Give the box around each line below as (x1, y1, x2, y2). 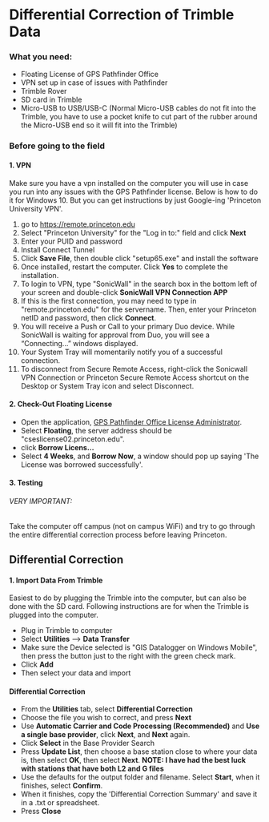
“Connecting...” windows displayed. (20, 338, 139, 348)
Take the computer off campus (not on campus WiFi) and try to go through (9, 521, 255, 530)
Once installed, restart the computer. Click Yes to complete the (20, 262, 229, 272)
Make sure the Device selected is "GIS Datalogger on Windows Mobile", (20, 643, 258, 652)
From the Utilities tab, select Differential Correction (20, 704, 193, 714)
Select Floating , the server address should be (20, 425, 173, 435)
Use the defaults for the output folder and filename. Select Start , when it (20, 772, 260, 782)
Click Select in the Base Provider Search (20, 739, 155, 748)
